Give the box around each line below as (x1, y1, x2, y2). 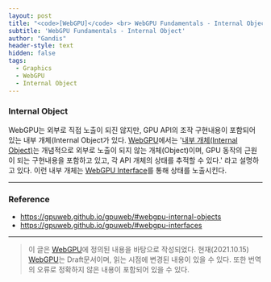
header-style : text (8, 42, 74, 50)
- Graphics (15, 64, 52, 73)
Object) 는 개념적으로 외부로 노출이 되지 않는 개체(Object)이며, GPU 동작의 (8, 145, 243, 155)
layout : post (8, 11, 52, 20)
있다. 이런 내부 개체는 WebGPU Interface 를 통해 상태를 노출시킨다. (16, 165, 227, 175)
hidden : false (8, 49, 56, 57)
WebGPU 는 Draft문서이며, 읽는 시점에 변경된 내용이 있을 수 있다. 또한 (27, 255, 247, 264)
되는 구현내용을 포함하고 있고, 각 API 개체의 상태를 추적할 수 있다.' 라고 (16, 155, 238, 165)
